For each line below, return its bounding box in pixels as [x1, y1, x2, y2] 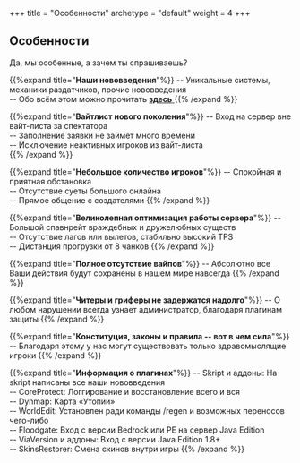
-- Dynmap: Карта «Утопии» [9, 396, 116, 407]
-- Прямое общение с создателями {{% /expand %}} [9, 194, 210, 205]
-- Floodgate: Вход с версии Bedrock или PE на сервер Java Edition [9, 424, 265, 435]
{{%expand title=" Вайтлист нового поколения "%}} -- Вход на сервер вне [9, 111, 292, 122]
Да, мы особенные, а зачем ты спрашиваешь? [9, 57, 188, 68]
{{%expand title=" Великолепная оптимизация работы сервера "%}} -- [9, 212, 282, 223]
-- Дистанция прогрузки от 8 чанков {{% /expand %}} [9, 241, 215, 252]
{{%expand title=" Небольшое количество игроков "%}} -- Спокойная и [9, 166, 282, 177]
